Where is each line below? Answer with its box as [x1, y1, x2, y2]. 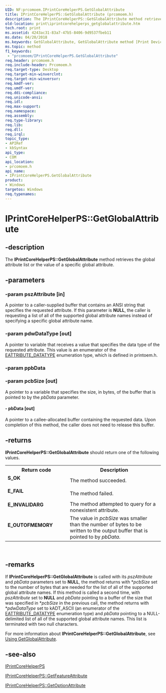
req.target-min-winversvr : [5, 76, 61, 81]
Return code [21, 466, 51, 473]
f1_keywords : [5, 49, 32, 54]
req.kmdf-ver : [5, 81, 35, 86]
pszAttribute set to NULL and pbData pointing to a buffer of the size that [5, 594, 152, 600]
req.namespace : [5, 109, 37, 114]
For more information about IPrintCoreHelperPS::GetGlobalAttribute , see [5, 631, 156, 636]
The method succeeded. [70, 477, 127, 484]
